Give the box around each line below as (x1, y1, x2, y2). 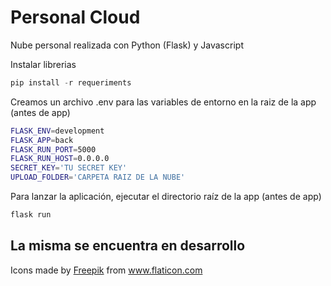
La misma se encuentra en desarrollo (10, 237, 246, 255)
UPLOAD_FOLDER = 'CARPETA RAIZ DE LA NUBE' (10, 172, 186, 183)
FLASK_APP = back (10, 135, 74, 145)
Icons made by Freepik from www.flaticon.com (10, 264, 203, 276)
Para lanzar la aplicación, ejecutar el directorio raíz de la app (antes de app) (10, 191, 322, 203)
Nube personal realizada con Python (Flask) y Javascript (10, 39, 244, 51)
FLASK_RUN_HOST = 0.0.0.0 (10, 154, 110, 164)
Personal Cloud (10, 6, 141, 29)
